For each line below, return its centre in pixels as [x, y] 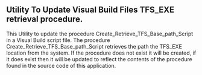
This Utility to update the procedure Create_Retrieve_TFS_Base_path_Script [100, 34]
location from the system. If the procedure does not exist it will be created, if [101, 53]
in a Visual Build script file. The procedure [58, 40]
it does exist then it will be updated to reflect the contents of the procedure [99, 59]
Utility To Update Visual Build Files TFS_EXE [90, 10]
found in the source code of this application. [61, 65]
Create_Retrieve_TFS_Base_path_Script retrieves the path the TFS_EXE [94, 46]
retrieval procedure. [45, 19]
